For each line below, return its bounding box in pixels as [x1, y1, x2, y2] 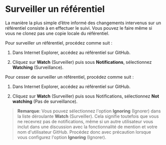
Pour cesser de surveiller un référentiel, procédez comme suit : [5, 74, 134, 80]
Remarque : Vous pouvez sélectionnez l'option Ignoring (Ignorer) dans [17, 108, 161, 114]
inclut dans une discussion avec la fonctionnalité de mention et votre [17, 124, 158, 130]
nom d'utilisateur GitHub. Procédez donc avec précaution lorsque [17, 129, 151, 135]
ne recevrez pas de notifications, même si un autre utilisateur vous [17, 118, 154, 124]
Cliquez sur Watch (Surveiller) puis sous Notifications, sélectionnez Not [12, 93, 160, 99]
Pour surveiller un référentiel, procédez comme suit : [5, 40, 112, 46]
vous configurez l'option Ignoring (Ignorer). [17, 134, 107, 140]
